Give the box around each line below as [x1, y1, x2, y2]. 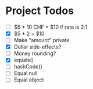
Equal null [13, 70, 38, 77]
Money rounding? [13, 50, 56, 57]
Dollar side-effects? [13, 43, 62, 50]
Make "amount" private [13, 37, 70, 44]
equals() [13, 57, 34, 64]
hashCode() [13, 63, 43, 70]
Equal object [13, 76, 44, 83]
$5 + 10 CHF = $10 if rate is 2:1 [13, 23, 88, 30]
